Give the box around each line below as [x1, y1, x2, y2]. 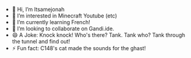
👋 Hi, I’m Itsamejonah [11, 6, 65, 13]
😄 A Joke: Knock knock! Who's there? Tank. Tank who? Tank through [11, 31, 186, 39]
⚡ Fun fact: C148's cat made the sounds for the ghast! [11, 45, 146, 51]
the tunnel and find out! [11, 38, 70, 45]
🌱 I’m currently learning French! [11, 19, 90, 25]
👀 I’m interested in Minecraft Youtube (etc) [11, 12, 117, 19]
